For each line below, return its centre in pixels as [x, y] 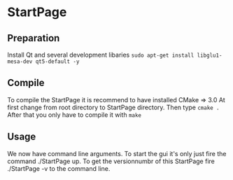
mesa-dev [20, 62]
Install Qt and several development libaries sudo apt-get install [101, 55]
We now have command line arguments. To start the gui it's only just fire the [117, 153]
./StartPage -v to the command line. [59, 168]
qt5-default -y [57, 62]
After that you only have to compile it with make [75, 115]
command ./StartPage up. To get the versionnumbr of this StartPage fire [111, 161]
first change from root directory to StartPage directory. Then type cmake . [114, 107]
